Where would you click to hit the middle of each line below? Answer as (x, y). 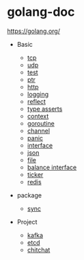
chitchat (39, 250)
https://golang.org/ (33, 31)
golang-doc (41, 12)
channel (38, 131)
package (29, 195)
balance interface (52, 167)
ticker (35, 174)
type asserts (45, 109)
